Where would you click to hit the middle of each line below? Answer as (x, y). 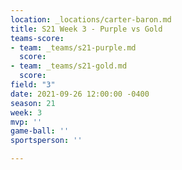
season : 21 (33, 103)
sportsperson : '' (46, 141)
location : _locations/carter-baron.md (91, 19)
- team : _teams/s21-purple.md (73, 47)
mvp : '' (26, 122)
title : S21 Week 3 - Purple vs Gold (86, 29)
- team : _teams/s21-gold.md (69, 66)
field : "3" (33, 85)
